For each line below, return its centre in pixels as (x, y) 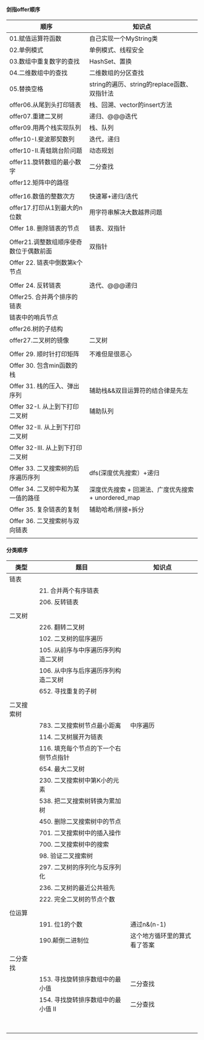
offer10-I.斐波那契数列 (42, 139)
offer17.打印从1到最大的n (46, 208)
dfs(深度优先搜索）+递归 (124, 473)
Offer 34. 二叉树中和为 (41, 489)
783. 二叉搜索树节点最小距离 (80, 725)
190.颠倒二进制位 (64, 941)
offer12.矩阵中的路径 (39, 183)
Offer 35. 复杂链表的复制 (44, 510)
